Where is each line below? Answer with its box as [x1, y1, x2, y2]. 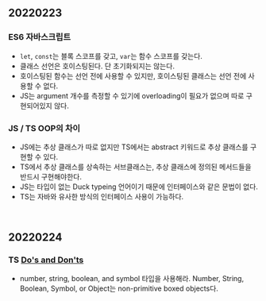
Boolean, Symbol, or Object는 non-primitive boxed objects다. [19, 284, 218, 293]
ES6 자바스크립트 [8, 32, 71, 43]
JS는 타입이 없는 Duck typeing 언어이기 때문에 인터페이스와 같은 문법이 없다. [19, 182, 258, 191]
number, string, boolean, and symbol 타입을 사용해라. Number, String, [19, 273, 245, 283]
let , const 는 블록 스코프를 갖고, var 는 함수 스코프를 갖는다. [19, 51, 202, 60]
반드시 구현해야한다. [19, 172, 82, 181]
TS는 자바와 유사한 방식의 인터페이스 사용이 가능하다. [19, 191, 184, 201]
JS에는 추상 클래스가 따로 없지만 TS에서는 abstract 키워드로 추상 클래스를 [19, 142, 249, 152]
